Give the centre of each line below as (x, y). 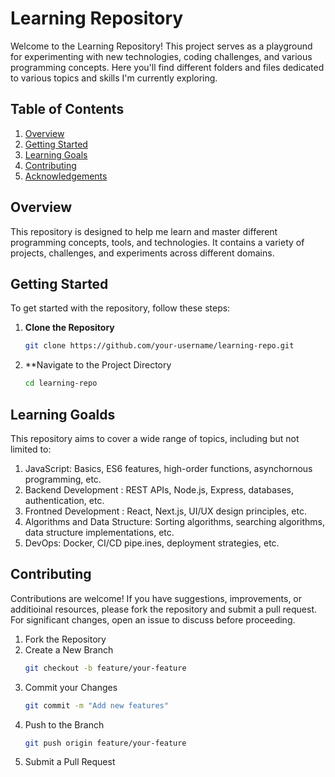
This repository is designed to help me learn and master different (144, 231)
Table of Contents (67, 109)
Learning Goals (56, 154)
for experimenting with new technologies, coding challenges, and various (161, 56)
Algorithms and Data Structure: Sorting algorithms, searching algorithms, (175, 521)
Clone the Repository (69, 328)
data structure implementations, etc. (99, 532)
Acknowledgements (66, 176)
